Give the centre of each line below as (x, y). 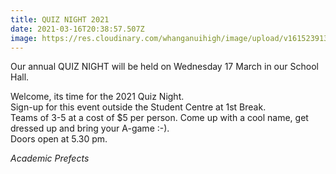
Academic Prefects (50, 158)
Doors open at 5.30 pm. (59, 139)
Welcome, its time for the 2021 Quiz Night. (97, 97)
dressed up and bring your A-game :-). (90, 128)
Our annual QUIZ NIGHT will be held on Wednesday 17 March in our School (164, 67)
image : (24, 38)
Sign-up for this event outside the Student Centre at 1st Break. (138, 107)
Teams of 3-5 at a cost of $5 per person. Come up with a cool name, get (159, 118)
